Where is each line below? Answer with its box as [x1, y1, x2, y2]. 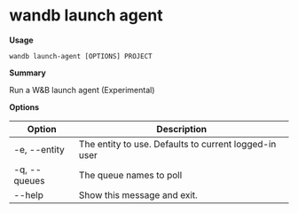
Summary [9, 67, 46, 78]
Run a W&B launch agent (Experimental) [9, 84, 155, 95]
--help [13, 188, 44, 201]
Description [156, 122, 208, 135]
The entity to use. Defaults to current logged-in [78, 138, 277, 150]
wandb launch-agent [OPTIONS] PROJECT [9, 51, 153, 60]
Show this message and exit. [78, 188, 198, 201]
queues [13, 174, 45, 186]
